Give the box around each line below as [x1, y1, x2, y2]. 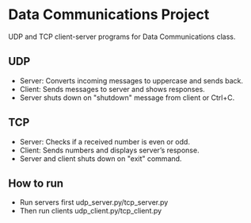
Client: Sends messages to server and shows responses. [19, 84, 206, 94]
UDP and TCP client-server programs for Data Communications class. [8, 32, 236, 41]
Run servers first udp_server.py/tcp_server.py [19, 198, 169, 207]
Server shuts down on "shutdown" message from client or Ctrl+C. [19, 93, 235, 102]
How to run [8, 176, 64, 190]
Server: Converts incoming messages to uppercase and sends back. [19, 75, 244, 85]
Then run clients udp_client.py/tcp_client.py [19, 206, 162, 216]
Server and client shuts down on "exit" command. [19, 153, 182, 163]
